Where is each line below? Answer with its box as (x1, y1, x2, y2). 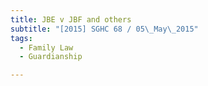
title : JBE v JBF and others (10, 14, 132, 25)
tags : (10, 33, 33, 43)
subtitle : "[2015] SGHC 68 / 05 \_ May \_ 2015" (10, 24, 199, 34)
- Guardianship (19, 52, 83, 62)
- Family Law (19, 42, 74, 53)
